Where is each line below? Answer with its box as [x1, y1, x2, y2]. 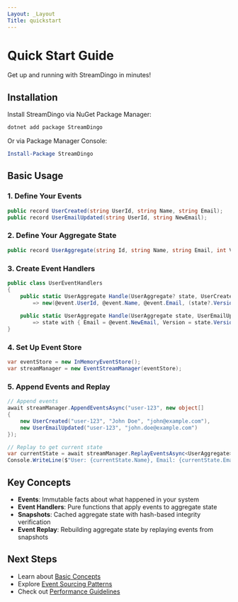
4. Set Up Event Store [7, 342, 82, 352]
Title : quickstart [7, 17, 62, 24]
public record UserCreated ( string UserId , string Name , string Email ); [7, 207, 223, 215]
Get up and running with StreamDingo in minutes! [7, 71, 152, 79]
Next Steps [7, 553, 57, 565]
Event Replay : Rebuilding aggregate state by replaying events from [17, 525, 214, 533]
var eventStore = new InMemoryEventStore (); [7, 358, 141, 365]
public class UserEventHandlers [7, 279, 103, 287]
